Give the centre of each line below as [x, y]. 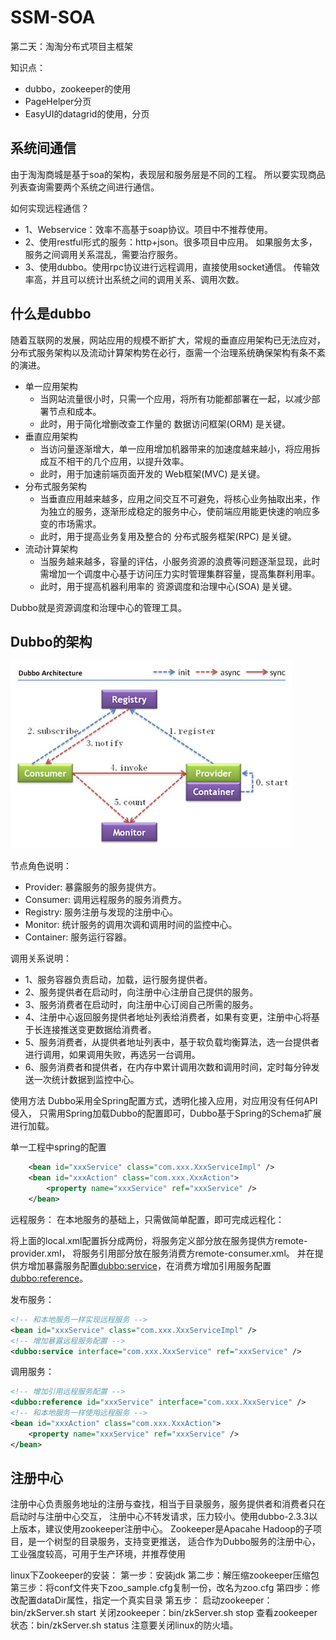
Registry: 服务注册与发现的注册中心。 [101, 912]
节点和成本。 [75, 411]
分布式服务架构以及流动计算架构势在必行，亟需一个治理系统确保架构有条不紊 [168, 352]
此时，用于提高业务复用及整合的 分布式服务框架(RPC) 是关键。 [168, 536]
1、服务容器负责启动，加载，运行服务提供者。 [118, 980]
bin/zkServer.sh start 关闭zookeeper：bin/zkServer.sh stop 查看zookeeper [164, 1613]
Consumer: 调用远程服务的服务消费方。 [106, 900]
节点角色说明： [41, 866]
